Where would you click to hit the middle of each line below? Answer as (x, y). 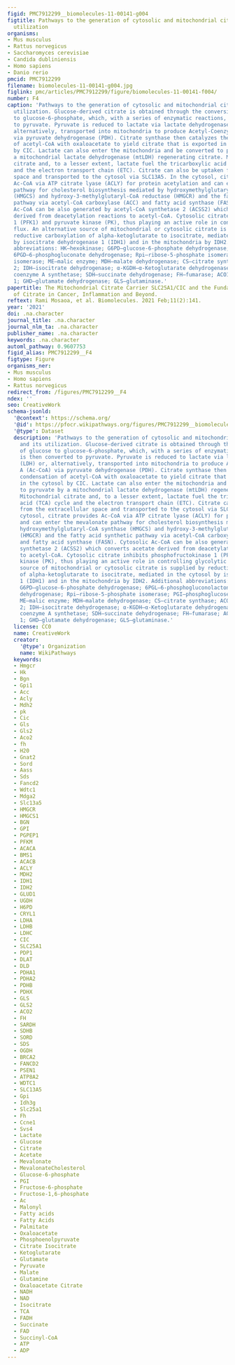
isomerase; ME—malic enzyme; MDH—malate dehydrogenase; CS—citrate (114, 262)
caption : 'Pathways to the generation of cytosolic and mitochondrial (112, 105)
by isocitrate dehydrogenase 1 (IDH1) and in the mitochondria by (112, 242)
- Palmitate (31, 1227)
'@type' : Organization (53, 646)
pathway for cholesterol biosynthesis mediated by (89, 190)
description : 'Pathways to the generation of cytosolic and (103, 438)
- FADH (23, 1318)
